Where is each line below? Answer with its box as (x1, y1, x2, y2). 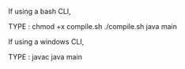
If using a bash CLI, (8, 7, 71, 16)
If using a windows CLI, (8, 37, 85, 46)
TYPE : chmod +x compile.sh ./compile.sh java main (8, 22, 178, 31)
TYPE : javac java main (8, 53, 83, 61)
